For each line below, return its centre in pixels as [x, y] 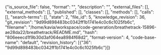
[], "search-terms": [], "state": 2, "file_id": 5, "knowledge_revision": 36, [75, 17]
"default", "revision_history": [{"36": [56, 42]
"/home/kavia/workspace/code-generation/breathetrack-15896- [92, 27]
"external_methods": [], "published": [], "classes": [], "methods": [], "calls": [80, 12]
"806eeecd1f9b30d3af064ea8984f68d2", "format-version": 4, [67, 37]
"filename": [16, 27]
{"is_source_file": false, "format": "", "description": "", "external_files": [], [77, 7]
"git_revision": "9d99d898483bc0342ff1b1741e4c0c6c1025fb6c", [70, 22]
